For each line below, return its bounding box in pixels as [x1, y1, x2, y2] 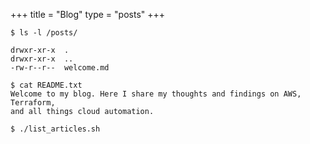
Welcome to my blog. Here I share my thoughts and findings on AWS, [10, 89, 302, 99]
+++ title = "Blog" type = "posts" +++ [10, 9, 166, 20]
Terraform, [10, 98, 56, 108]
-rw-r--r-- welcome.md [10, 63, 110, 73]
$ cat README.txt [10, 80, 83, 90]
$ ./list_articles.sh [10, 124, 101, 134]
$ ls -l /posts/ [10, 28, 78, 38]
